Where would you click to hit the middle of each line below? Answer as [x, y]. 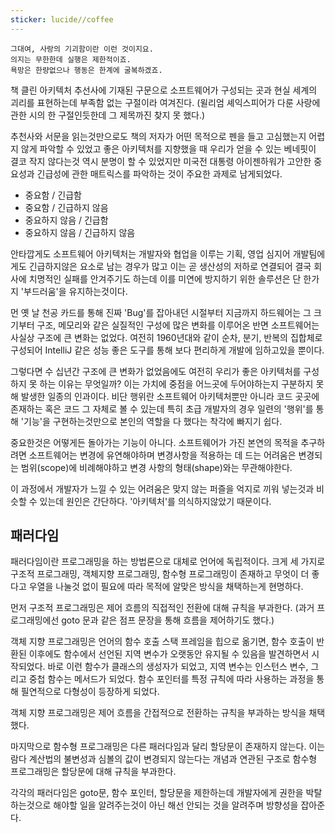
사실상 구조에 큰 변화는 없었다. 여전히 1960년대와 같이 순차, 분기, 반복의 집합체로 [166, 337]
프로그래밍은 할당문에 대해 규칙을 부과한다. [93, 772]
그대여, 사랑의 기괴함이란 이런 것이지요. [82, 49]
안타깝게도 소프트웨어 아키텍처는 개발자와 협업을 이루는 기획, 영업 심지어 [150, 253]
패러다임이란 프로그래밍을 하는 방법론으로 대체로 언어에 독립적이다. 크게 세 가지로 [168, 562]
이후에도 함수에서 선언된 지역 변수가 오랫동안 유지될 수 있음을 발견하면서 [169, 654]
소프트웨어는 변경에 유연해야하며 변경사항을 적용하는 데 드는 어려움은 [162, 455]
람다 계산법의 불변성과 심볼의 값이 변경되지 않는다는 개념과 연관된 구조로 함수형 [164, 759]
